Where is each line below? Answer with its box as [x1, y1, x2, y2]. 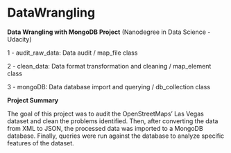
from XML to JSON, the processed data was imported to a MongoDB [7, 124, 203, 132]
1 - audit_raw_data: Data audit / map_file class [7, 48, 138, 57]
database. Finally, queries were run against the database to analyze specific [7, 132, 225, 140]
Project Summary [7, 96, 59, 105]
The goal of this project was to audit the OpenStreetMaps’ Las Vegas [7, 109, 205, 118]
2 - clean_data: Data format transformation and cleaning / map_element [7, 62, 212, 70]
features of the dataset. [7, 138, 74, 147]
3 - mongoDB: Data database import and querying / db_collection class [7, 82, 210, 91]
